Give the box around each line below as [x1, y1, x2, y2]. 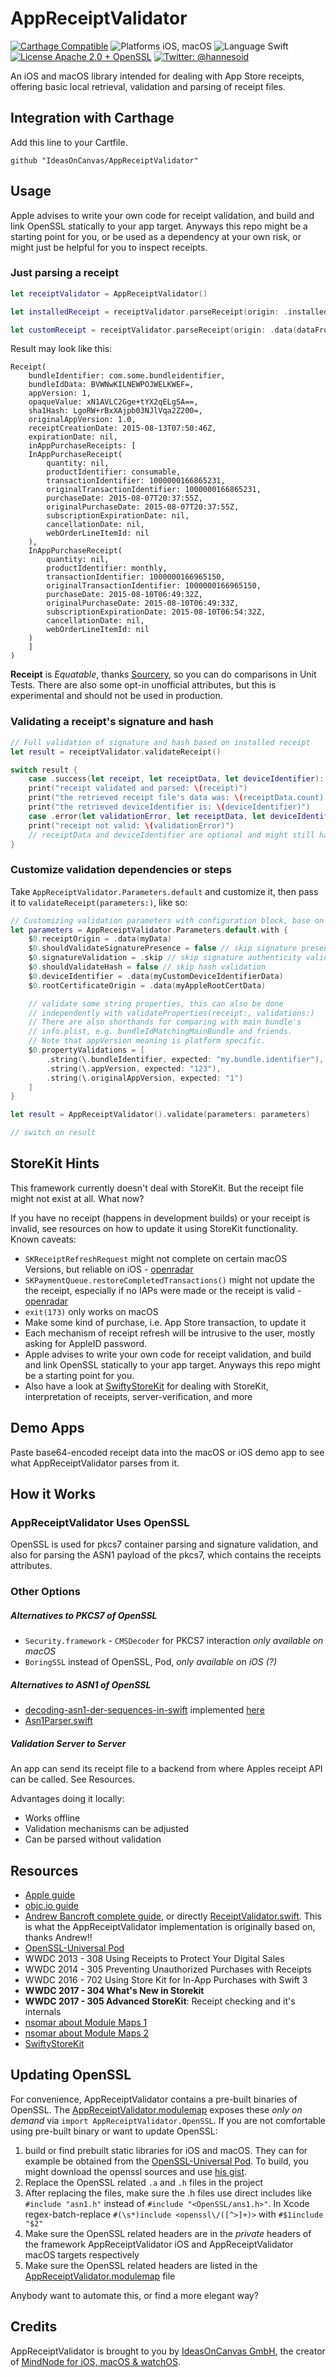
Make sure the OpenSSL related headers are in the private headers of [24, 2227, 312, 2239]
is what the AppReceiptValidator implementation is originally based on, [24, 1921, 316, 1933]
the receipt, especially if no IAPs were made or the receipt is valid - [24, 1284, 302, 1296]
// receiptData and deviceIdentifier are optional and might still [28, 830, 315, 840]
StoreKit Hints [10, 1155, 100, 1172]
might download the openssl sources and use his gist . [24, 2165, 248, 2177]
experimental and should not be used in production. [10, 690, 223, 702]
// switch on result [10, 1128, 97, 1138]
